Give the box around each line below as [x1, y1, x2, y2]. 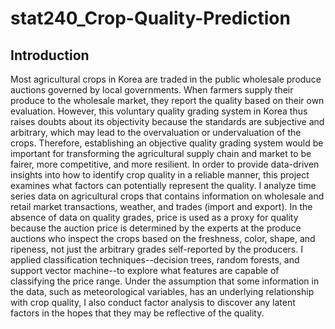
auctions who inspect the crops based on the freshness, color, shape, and [10, 233, 316, 244]
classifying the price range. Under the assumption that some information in [10, 275, 320, 287]
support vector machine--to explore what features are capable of [10, 265, 280, 276]
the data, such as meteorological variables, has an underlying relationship [10, 286, 315, 297]
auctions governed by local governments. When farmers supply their [10, 84, 294, 96]
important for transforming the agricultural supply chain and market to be [10, 148, 312, 159]
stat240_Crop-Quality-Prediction [10, 7, 291, 30]
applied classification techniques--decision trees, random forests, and [10, 254, 300, 266]
